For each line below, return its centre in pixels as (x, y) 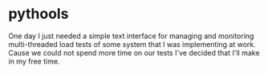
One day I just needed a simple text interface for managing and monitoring (131, 36)
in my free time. (34, 61)
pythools (39, 14)
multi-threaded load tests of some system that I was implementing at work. (132, 44)
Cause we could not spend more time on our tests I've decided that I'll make (134, 53)
